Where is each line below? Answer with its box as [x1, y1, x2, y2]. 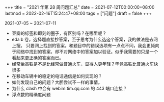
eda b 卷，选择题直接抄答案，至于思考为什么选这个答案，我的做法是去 [11, 36, 154, 42]
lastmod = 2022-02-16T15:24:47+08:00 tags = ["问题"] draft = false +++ [4, 10, 152, 16]
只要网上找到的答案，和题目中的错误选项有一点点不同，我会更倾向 [26, 43, 160, 48]
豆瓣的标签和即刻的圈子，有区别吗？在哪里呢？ [11, 30, 107, 36]
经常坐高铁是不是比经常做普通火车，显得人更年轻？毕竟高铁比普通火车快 [11, 61, 158, 67]
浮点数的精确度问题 [11, 92, 51, 97]
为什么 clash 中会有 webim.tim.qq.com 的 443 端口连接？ [11, 85, 127, 91]
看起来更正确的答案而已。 [11, 55, 64, 60]
